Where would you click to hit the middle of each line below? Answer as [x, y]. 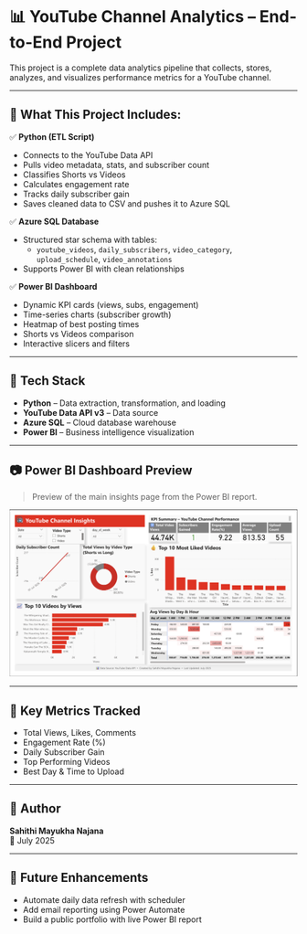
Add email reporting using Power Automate [104, 909]
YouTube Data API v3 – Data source [90, 412]
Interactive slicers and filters [76, 344]
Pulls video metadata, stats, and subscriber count [116, 165]
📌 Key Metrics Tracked [75, 711]
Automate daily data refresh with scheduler [104, 899]
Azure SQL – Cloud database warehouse [99, 422]
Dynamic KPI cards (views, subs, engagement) [111, 304]
